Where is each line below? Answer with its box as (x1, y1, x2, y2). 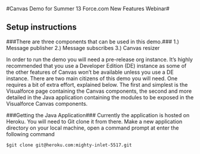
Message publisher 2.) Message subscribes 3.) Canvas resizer (6, 44, 160, 51)
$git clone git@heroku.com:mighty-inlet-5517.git (6, 142, 133, 148)
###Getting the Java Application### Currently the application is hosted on (6, 111, 190, 118)
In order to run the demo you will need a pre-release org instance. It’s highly (6, 56, 193, 63)
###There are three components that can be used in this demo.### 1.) (6, 38, 179, 45)
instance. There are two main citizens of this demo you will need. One (6, 74, 178, 82)
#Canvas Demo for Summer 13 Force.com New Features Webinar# (6, 5, 170, 12)
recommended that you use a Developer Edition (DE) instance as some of (6, 62, 187, 69)
